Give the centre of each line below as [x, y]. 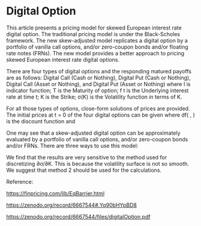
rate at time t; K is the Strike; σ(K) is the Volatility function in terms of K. [94, 97]
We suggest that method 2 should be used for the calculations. [84, 170]
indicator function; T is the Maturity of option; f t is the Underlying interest [97, 90]
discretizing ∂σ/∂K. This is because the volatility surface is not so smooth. [97, 163]
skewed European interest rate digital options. [63, 60]
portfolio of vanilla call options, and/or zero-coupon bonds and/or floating [97, 47]
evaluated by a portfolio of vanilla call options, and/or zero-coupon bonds [97, 139]
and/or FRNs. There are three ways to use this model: [72, 145]
